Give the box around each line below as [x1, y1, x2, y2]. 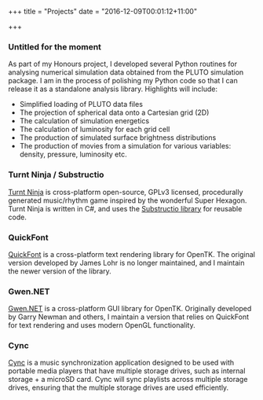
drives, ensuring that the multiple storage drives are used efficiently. [8, 383, 229, 392]
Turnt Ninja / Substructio [8, 169, 104, 180]
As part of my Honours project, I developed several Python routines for [8, 59, 238, 69]
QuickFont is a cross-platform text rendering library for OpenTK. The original [8, 249, 255, 259]
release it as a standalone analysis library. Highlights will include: [8, 84, 218, 94]
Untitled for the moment [8, 41, 102, 52]
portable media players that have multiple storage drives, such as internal [8, 366, 246, 376]
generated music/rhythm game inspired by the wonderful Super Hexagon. [8, 196, 247, 205]
